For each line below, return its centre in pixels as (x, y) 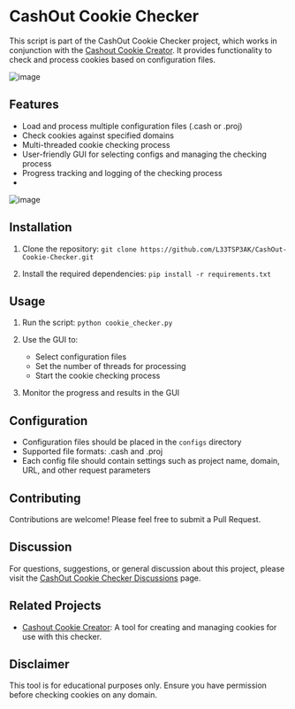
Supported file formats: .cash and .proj (92, 451)
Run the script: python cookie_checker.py (97, 323)
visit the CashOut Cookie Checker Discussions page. (105, 578)
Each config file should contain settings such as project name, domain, (151, 461)
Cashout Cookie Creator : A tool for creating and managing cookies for (149, 627)
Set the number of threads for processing (111, 366)
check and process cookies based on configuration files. (113, 59)
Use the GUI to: (50, 340)
